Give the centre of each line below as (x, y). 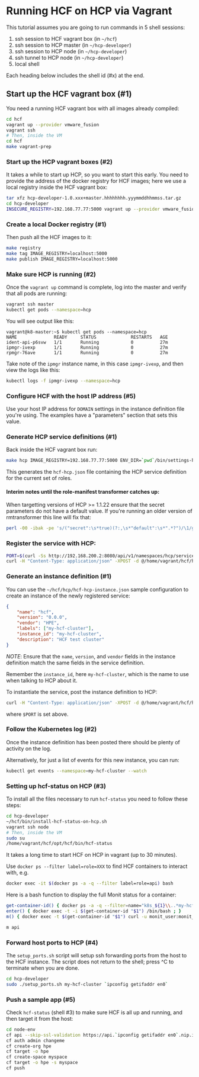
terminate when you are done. (43, 968)
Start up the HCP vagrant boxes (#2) (59, 162)
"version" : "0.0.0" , (42, 618)
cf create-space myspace (37, 1057)
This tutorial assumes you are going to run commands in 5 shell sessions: (96, 27)
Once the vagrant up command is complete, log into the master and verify (96, 287)
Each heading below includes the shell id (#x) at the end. (76, 75)
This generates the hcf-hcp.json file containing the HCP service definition (96, 472)
